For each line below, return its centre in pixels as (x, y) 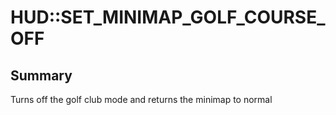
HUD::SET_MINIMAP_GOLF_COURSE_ (168, 17)
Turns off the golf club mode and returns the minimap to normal (141, 99)
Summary (41, 75)
